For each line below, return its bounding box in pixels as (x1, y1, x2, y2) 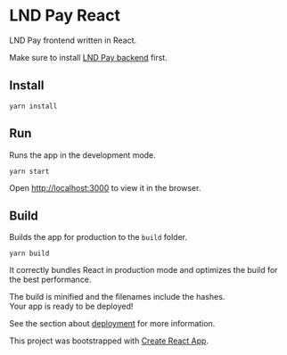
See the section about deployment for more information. (9, 318, 216, 329)
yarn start (9, 167, 50, 176)
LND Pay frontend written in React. (9, 35, 137, 45)
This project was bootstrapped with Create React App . (9, 335, 209, 346)
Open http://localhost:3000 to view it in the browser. (9, 182, 201, 193)
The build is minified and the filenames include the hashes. (9, 292, 225, 302)
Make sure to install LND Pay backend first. (9, 52, 168, 62)
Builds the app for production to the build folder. (9, 232, 188, 243)
